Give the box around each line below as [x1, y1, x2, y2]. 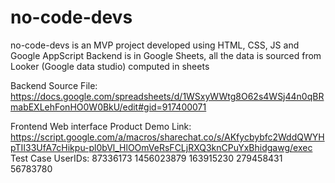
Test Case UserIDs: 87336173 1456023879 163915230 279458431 [10, 152, 283, 164]
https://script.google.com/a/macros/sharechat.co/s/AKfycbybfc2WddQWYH [10, 131, 325, 143]
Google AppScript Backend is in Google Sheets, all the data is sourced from [10, 49, 322, 61]
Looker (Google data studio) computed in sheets [10, 60, 210, 72]
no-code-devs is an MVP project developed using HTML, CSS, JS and [10, 39, 300, 51]
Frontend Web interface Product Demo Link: [10, 120, 192, 132]
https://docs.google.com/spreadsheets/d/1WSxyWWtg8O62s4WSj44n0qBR [10, 90, 325, 102]
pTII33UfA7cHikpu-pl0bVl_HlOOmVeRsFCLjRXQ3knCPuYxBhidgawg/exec [10, 141, 313, 153]
